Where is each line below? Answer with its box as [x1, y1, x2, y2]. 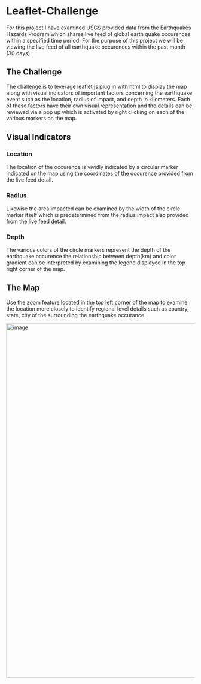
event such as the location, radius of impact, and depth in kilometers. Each [6, 95, 190, 103]
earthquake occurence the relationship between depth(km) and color [6, 253, 176, 260]
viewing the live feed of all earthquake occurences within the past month [6, 43, 185, 50]
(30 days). [6, 49, 32, 56]
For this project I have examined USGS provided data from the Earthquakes [6, 24, 191, 31]
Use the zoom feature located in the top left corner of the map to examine [6, 299, 188, 306]
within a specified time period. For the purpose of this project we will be [6, 37, 184, 44]
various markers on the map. [6, 114, 77, 122]
